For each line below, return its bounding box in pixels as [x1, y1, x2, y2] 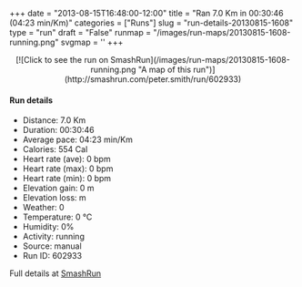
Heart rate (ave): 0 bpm [22, 154, 111, 165]
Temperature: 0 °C [22, 211, 93, 222]
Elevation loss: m [22, 192, 86, 203]
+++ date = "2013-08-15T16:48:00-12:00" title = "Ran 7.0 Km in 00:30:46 [9, 8, 284, 18]
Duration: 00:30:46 [22, 125, 95, 136]
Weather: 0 [22, 202, 65, 213]
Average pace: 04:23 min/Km [22, 134, 134, 145]
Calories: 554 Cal [22, 144, 88, 155]
